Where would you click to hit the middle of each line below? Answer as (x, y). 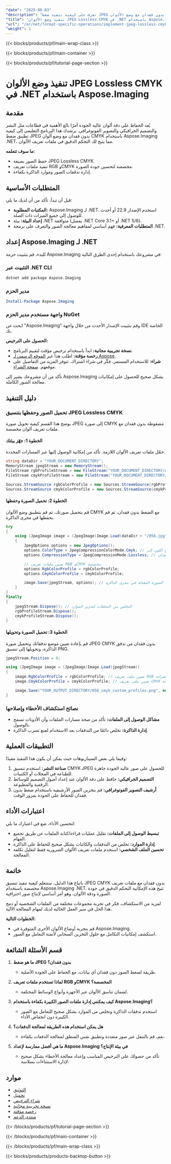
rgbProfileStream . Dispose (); (46, 611)
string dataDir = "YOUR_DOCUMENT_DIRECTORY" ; (55, 461)
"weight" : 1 (18, 29)
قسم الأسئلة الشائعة (34, 950)
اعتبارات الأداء (25, 811)
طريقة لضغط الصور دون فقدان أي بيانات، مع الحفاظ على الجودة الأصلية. (88, 972)
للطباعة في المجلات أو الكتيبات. (43, 773)
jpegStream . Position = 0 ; (33, 658)
